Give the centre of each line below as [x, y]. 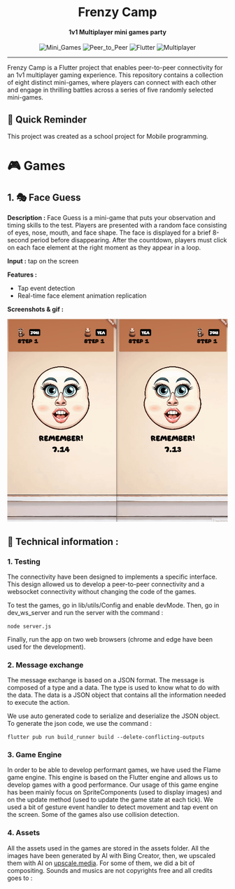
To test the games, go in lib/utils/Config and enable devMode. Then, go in [113, 605]
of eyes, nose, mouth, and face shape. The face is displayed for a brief [109, 233]
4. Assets [24, 833]
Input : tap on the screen [43, 261]
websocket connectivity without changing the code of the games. [102, 591]
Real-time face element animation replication [82, 296]
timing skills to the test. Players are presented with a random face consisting [117, 226]
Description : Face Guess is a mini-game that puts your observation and [111, 218]
